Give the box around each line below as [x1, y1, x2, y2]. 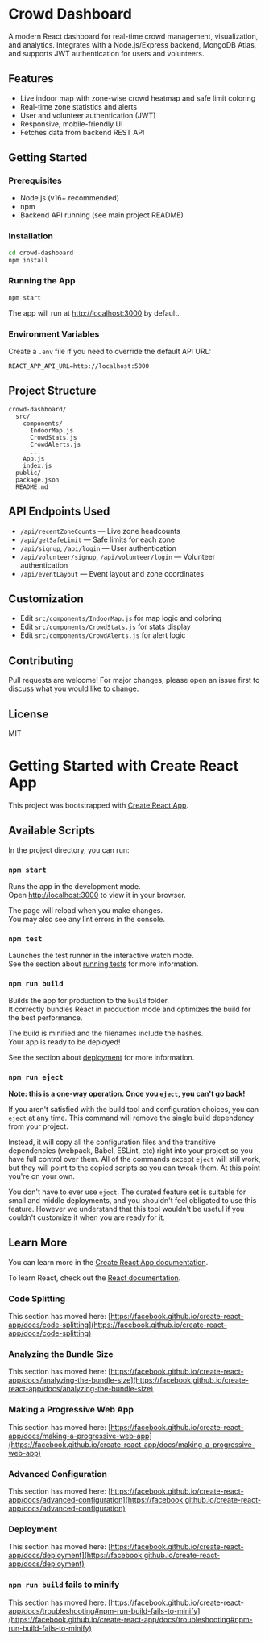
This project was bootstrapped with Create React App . [8, 800, 189, 810]
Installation [8, 230, 54, 242]
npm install [8, 256, 48, 264]
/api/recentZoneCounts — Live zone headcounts [19, 526, 181, 535]
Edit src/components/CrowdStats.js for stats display [19, 622, 191, 632]
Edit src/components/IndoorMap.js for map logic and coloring [19, 614, 222, 623]
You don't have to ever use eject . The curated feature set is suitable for [8, 1187, 246, 1197]
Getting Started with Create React [8, 757, 239, 775]
